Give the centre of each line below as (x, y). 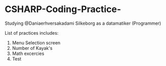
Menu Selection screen (36, 43)
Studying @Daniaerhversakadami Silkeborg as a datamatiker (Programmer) (83, 23)
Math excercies (28, 53)
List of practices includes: (32, 33)
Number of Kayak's (32, 48)
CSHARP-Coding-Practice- (63, 9)
